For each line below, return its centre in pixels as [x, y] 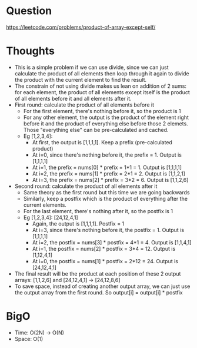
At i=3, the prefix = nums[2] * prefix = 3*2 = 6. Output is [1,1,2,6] [110, 180]
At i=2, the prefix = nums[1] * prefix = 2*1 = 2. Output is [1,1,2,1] [108, 173]
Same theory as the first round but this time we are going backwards [106, 192]
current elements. [45, 205]
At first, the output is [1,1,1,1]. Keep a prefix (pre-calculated [102, 142]
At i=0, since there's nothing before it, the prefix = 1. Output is [107, 155]
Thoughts [30, 51]
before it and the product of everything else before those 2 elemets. [106, 123]
